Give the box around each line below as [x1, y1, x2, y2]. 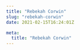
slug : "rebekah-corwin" [6, 14, 64, 20]
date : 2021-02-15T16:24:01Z [6, 19, 75, 25]
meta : [6, 30, 19, 35]
